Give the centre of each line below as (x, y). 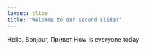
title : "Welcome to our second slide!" (65, 20)
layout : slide (28, 13)
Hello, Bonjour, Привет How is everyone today (73, 39)
